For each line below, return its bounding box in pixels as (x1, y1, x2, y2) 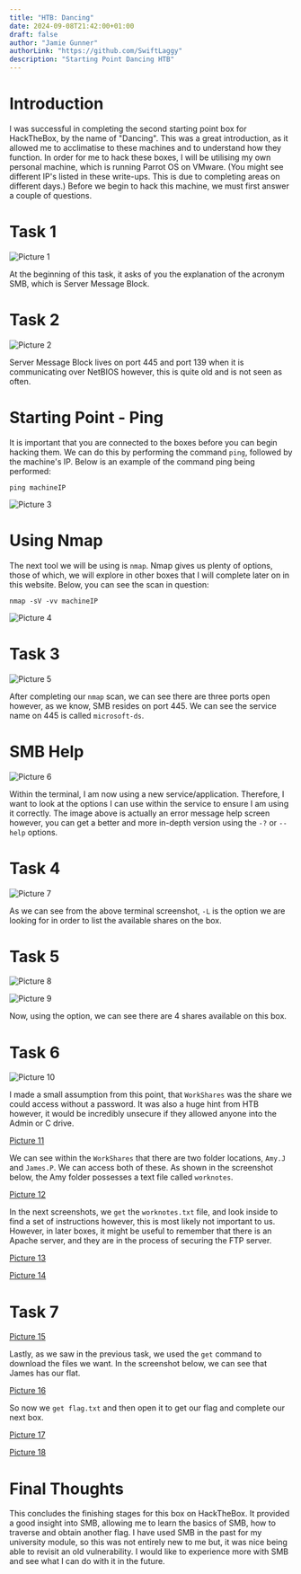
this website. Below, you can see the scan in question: (9, 579, 209, 589)
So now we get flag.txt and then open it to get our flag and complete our (9, 1402, 286, 1413)
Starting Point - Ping (9, 408, 164, 428)
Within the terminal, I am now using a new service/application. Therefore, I (9, 788, 285, 800)
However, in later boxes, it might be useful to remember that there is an (9, 1225, 272, 1236)
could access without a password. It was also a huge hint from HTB (9, 1099, 259, 1110)
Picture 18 (9, 1447, 47, 1458)
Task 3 (9, 643, 60, 664)
